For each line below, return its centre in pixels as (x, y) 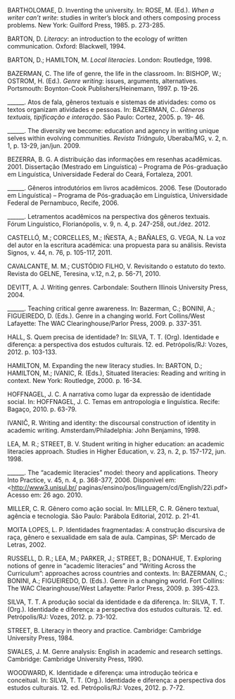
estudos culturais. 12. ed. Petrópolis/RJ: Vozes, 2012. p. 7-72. (96, 688)
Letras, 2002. (27, 544)
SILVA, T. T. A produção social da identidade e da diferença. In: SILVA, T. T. (116, 602)
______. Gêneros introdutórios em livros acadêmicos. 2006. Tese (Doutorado (117, 188)
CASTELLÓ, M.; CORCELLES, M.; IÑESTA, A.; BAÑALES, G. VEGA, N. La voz (117, 238)
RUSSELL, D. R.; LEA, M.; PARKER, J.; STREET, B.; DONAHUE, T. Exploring (114, 558)
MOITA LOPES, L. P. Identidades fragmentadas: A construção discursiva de (116, 530)
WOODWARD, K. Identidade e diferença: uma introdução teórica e (103, 673)
